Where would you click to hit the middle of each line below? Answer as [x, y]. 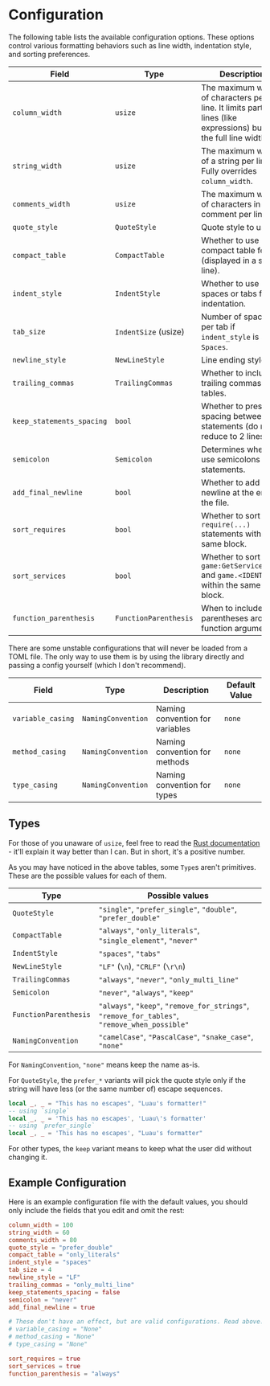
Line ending [223, 359]
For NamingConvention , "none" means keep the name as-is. [104, 1064]
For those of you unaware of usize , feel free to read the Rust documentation [134, 843]
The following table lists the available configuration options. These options [131, 37]
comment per [226, 214]
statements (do [229, 426]
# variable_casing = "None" [55, 1329]
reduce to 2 [223, 436]
